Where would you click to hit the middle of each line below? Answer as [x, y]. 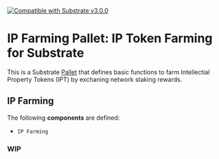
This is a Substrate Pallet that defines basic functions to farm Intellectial [108, 72]
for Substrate [46, 53]
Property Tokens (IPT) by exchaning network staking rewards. [95, 79]
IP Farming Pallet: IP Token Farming [110, 39]
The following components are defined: [64, 118]
